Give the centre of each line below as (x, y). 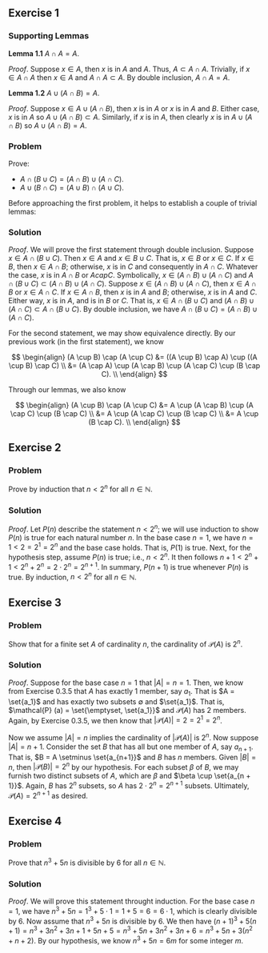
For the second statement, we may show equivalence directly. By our (122, 333)
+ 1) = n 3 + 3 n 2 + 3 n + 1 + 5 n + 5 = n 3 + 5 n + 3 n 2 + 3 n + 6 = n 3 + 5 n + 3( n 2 (131, 930)
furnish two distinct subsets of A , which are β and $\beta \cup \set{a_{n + (130, 776)
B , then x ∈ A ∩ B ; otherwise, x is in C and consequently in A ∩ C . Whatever (133, 266)
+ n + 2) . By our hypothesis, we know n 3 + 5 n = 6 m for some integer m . (126, 940)
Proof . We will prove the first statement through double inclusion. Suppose (131, 250)
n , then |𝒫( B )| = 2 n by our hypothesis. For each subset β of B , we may (124, 766)
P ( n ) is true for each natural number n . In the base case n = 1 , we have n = (131, 537)
